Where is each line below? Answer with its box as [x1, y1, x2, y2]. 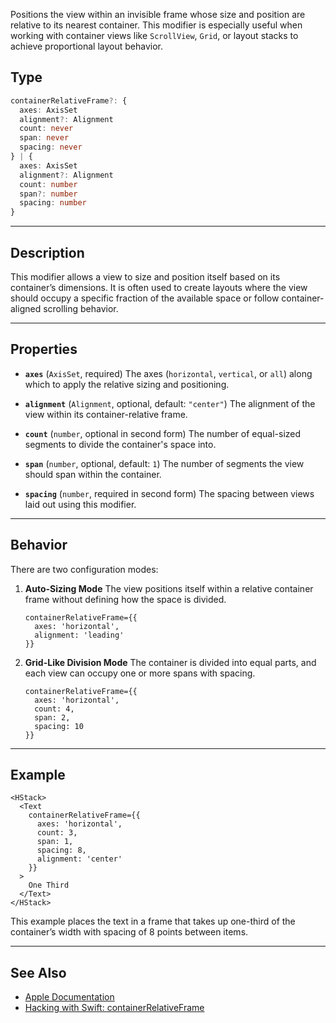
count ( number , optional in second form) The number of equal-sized [24, 427, 302, 439]
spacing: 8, [36, 845, 87, 856]
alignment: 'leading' [34, 630, 125, 640]
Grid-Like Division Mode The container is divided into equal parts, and [24, 656, 317, 668]
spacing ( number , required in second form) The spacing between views [24, 487, 315, 499]
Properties [10, 341, 78, 358]
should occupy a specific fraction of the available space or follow [10, 292, 280, 304]
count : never [19, 124, 74, 134]
